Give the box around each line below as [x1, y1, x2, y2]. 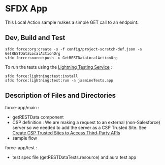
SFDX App [5, 3, 48, 14]
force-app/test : [5, 144, 37, 151]
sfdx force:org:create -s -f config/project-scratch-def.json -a [5, 46, 142, 52]
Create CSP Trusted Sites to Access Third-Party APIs [12, 129, 121, 136]
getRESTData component [12, 114, 64, 120]
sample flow [12, 135, 37, 141]
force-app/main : [5, 104, 39, 110]
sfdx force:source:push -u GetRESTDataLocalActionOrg [5, 55, 118, 60]
